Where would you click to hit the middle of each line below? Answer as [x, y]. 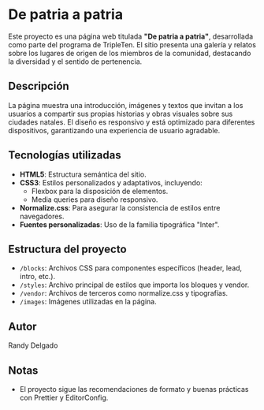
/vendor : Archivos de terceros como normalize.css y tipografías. [124, 293]
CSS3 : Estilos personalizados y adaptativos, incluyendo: [111, 182]
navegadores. [42, 216]
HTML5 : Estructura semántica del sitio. [83, 174]
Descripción [39, 86]
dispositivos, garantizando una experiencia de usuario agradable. [114, 130]
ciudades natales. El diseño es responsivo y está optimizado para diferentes [132, 122]
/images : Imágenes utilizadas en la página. [88, 302]
